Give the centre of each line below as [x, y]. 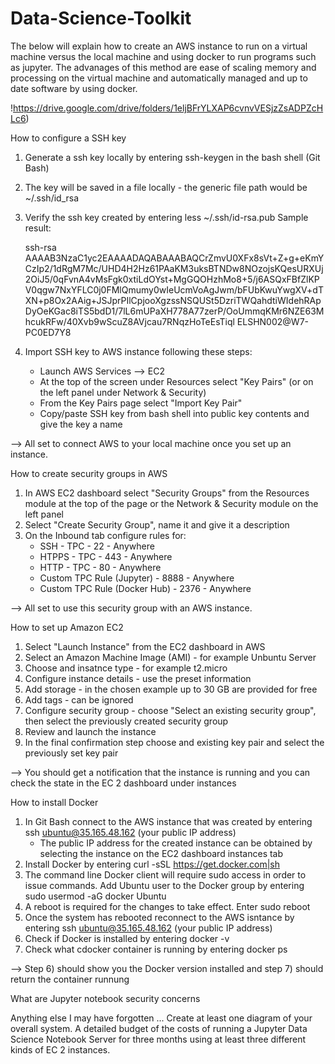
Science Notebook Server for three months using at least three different [158, 1039]
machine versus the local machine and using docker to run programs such [163, 56]
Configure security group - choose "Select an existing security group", [170, 710]
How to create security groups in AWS [89, 473]
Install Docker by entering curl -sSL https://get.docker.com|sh [152, 864]
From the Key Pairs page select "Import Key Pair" [141, 403]
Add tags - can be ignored [79, 699]
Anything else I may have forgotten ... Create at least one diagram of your [161, 1018]
